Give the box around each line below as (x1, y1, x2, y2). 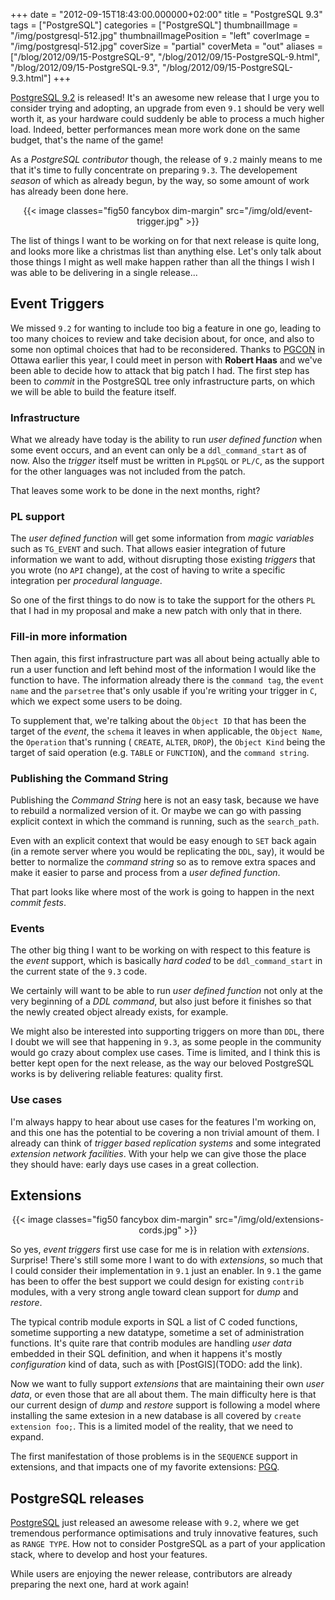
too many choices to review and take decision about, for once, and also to (10, 332, 315, 344)
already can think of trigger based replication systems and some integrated (10, 1137, 322, 1149)
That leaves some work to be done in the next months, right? (10, 485, 261, 497)
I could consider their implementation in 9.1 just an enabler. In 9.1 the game (10, 1265, 322, 1277)
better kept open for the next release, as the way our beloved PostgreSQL (10, 1057, 315, 1069)
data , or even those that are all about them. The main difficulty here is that (10, 1389, 317, 1401)
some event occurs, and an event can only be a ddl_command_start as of (10, 444, 308, 456)
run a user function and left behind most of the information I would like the (10, 663, 317, 675)
